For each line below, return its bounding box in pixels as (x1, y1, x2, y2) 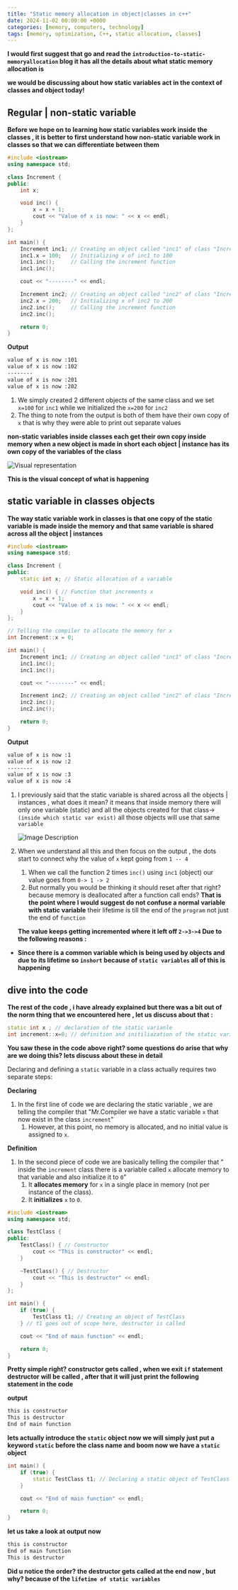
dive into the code (7, 984, 89, 996)
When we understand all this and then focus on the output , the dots (17, 847, 217, 856)
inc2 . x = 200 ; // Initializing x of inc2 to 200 (20, 297, 173, 304)
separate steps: (7, 1072, 53, 1081)
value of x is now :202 (7, 382, 78, 390)
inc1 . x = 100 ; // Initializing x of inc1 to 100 (20, 252, 173, 259)
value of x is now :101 (7, 356, 78, 364)
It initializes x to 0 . (28, 1195, 82, 1203)
